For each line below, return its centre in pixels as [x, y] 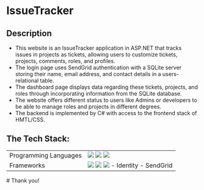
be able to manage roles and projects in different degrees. [88, 107]
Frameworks [27, 165]
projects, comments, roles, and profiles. [65, 61]
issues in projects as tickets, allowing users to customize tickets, [96, 55]
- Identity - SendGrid [142, 165]
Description [29, 33]
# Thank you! [23, 180]
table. [47, 81]
